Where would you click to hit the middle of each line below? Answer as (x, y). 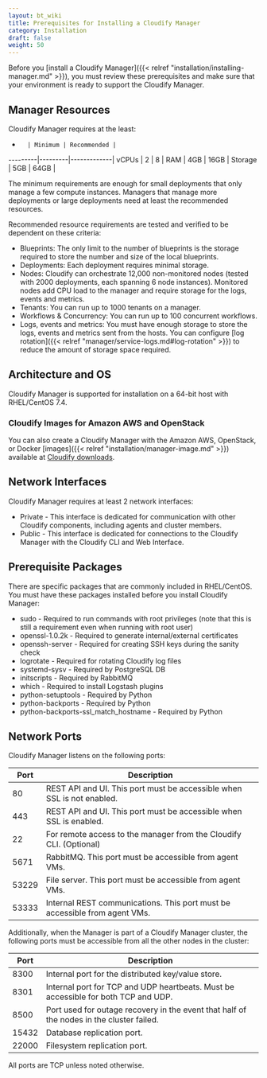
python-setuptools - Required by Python (86, 695)
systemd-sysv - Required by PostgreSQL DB (92, 669)
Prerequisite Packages (65, 567)
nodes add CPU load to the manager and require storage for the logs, (133, 290)
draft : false (30, 38)
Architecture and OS (60, 375)
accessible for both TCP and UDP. (109, 997)
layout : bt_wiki (35, 16)
